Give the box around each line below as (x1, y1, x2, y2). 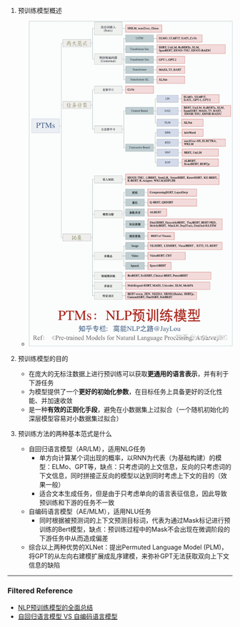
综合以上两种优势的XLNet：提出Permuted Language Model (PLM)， (28, 543, 228, 552)
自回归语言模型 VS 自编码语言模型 (17, 612, 118, 621)
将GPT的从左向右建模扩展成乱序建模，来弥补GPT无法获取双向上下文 (28, 552, 230, 561)
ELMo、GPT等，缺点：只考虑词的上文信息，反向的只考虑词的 (51, 463, 232, 471)
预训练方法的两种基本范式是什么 (17, 430, 112, 438)
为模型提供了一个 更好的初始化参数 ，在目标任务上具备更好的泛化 (28, 387, 216, 396)
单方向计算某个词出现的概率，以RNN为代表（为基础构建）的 (39, 453, 216, 463)
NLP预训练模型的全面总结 (17, 603, 94, 611)
